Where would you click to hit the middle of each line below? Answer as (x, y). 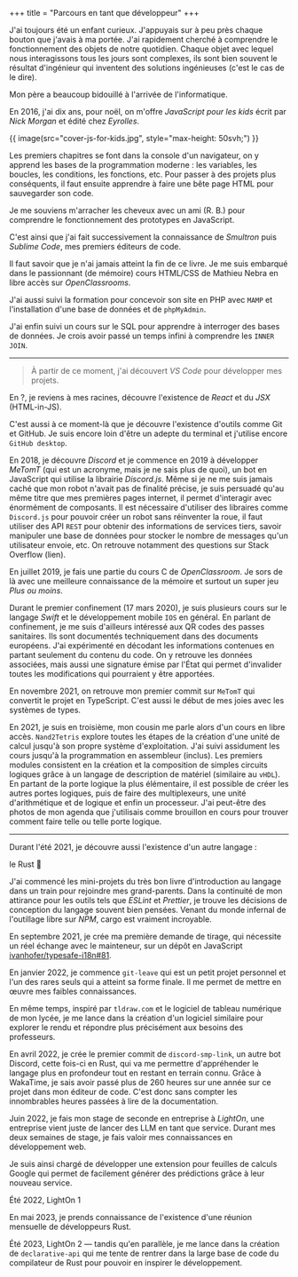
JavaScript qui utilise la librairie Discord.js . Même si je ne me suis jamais (141, 479)
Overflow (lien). (38, 555)
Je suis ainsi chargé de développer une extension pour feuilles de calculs (143, 1164)
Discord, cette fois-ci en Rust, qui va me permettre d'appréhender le (134, 1063)
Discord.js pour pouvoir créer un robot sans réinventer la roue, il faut (136, 517)
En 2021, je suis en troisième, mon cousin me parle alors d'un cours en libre (147, 727)
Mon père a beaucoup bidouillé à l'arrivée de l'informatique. (118, 94)
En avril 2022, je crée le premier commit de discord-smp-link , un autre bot (145, 1054)
